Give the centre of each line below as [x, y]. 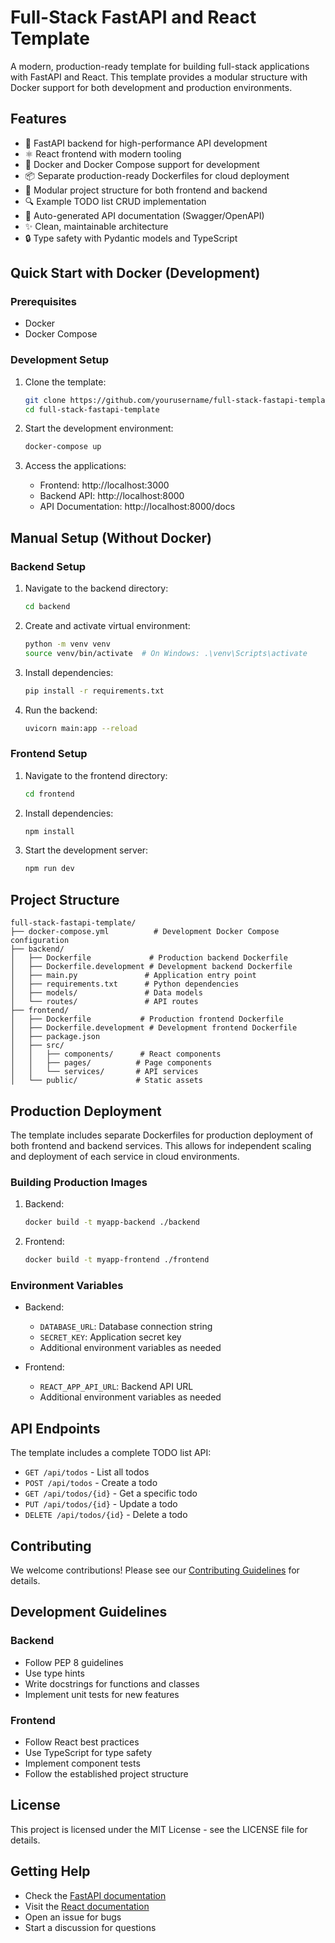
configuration [40, 941]
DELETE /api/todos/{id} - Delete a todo [106, 1515]
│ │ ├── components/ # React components [116, 1054]
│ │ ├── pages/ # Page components [111, 1063]
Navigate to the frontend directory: [96, 775]
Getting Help [50, 1871]
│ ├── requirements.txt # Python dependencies [125, 984]
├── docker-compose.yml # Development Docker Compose [145, 932]
